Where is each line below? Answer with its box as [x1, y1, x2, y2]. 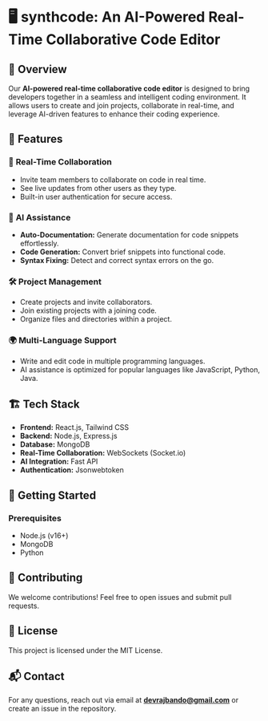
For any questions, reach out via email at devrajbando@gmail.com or [8, 695, 238, 704]
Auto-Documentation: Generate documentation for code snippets [19, 229, 239, 239]
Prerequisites [8, 512, 62, 524]
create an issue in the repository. [8, 703, 117, 713]
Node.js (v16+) [19, 531, 69, 541]
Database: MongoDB [19, 439, 90, 449]
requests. [8, 601, 40, 610]
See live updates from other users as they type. [19, 183, 177, 192]
